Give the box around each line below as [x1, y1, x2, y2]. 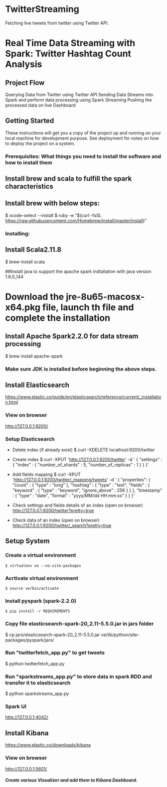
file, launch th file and [42, 301, 134, 313]
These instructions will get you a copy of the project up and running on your [5, 130, 161, 135]
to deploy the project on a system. [5, 140, 76, 146]
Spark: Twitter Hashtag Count [5, 48, 131, 59]
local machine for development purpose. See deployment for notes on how [5, 135, 159, 141]
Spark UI [5, 703, 26, 710]
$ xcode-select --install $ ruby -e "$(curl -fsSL [5, 212, 102, 218]
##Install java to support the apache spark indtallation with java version [5, 268, 152, 274]
